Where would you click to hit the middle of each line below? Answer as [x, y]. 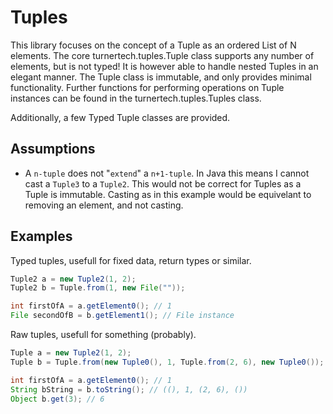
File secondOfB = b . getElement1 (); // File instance [122, 316]
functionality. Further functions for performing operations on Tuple [147, 87]
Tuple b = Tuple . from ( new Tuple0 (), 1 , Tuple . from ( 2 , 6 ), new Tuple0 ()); [167, 362]
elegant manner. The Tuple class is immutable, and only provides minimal [161, 77]
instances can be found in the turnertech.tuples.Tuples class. [136, 98]
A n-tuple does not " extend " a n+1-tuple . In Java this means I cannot [167, 173]
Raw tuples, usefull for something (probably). [103, 335]
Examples [41, 236]
